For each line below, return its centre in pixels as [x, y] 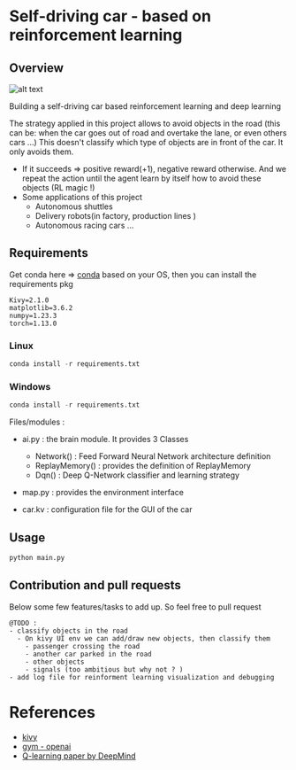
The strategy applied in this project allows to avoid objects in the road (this [145, 123]
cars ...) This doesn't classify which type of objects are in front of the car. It [146, 142]
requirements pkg [41, 284]
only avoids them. [42, 152]
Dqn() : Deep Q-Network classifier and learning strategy [137, 475]
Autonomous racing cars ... [84, 225]
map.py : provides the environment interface [102, 493]
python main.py [37, 557]
